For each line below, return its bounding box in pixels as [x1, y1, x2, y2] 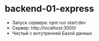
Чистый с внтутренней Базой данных [12, 30, 92, 36]
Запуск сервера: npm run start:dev [12, 19, 86, 25]
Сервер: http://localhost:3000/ [12, 24, 76, 30]
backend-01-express [5, 3, 94, 14]
